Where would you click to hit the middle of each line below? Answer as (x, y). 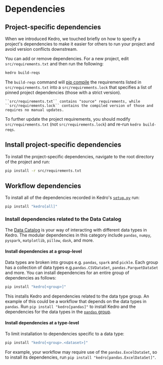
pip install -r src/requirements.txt (43, 171)
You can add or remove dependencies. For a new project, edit (67, 59)
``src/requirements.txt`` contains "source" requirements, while (72, 101)
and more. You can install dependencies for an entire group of (67, 273)
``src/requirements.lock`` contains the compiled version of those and (79, 106)
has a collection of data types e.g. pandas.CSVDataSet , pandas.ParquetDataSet (82, 267)
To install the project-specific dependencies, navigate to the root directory (80, 156)
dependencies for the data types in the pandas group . (58, 312)
